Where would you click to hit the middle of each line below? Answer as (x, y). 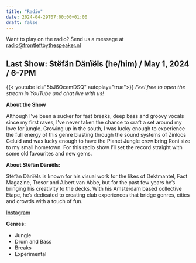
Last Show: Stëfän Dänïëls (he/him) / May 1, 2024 (98, 64)
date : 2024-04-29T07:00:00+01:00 (47, 17)
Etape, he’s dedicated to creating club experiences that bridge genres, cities (98, 195)
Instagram (18, 213)
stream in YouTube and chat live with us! (55, 93)
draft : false (22, 22)
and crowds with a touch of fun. (44, 201)
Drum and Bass (33, 242)
